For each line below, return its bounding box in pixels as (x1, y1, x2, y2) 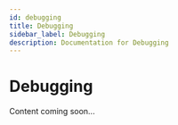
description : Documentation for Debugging (9, 37, 169, 47)
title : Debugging (9, 21, 74, 30)
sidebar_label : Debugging (9, 29, 105, 38)
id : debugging (9, 12, 62, 22)
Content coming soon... (9, 106, 95, 117)
